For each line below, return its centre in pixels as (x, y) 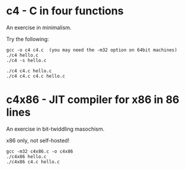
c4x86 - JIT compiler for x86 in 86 (93, 100)
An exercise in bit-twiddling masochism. (55, 129)
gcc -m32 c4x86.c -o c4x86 (40, 151)
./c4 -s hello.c (26, 60)
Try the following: (28, 39)
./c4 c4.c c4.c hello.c (36, 76)
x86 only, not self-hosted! (38, 140)
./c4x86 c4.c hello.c (33, 162)
